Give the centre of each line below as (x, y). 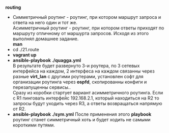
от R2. (19, 109)
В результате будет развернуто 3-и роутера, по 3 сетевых (76, 66)
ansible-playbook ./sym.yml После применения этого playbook (82, 114)
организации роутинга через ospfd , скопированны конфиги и (80, 82)
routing (13, 7)
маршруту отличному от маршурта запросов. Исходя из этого (81, 33)
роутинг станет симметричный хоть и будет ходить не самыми (82, 120)
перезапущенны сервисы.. (42, 87)
